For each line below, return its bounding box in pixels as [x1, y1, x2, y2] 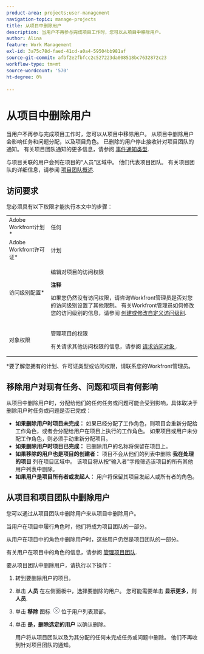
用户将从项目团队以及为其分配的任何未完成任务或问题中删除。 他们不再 [15, 633, 192, 641]
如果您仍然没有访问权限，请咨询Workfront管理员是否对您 [50, 294, 193, 301]
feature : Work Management [6, 42, 72, 48]
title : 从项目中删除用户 [6, 22, 62, 29]
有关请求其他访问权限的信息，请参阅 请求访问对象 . [50, 342, 177, 349]
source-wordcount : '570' [6, 67, 69, 74]
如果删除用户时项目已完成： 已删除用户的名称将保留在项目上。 [15, 442, 171, 450]
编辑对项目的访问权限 [50, 268, 104, 276]
